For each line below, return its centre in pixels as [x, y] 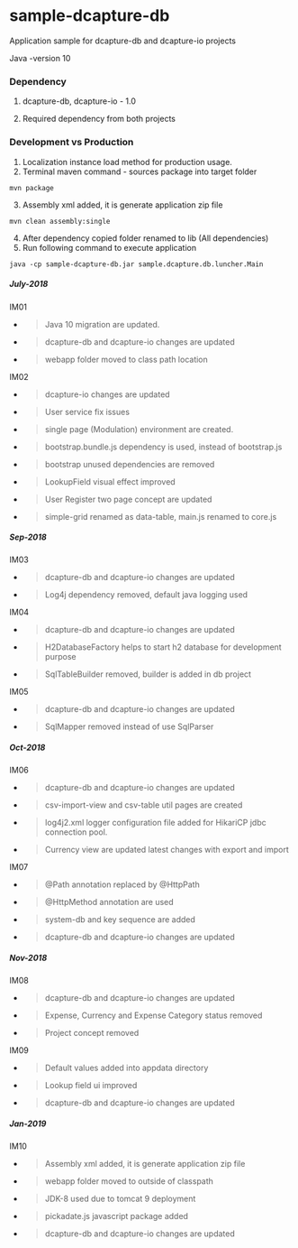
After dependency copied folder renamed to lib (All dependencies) [145, 238]
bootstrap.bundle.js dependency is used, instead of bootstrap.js [163, 447]
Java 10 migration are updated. [102, 324]
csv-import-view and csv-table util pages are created [144, 805]
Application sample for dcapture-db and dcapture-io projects [123, 41]
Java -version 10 [40, 58]
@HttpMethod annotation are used [109, 902]
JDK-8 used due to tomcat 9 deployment [120, 1199]
